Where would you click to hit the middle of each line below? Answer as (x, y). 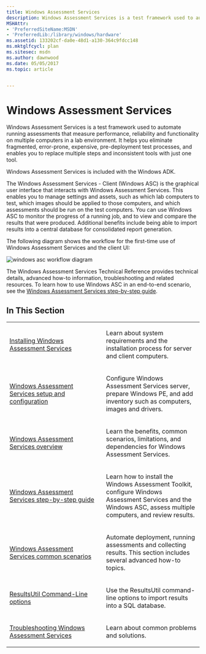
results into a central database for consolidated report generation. (90, 229)
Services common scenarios (51, 556)
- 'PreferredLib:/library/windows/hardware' (64, 35)
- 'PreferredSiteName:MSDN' (42, 29)
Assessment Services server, (148, 386)
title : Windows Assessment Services (53, 12)
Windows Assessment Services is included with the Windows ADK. (91, 172)
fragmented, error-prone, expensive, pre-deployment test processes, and (99, 147)
